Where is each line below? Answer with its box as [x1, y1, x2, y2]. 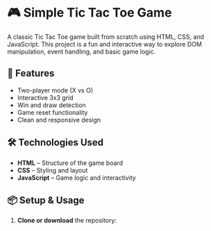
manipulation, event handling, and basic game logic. [7, 47, 156, 56]
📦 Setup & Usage [7, 194, 85, 206]
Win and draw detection [17, 101, 86, 109]
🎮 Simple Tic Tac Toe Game [7, 5, 172, 21]
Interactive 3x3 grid [17, 93, 74, 102]
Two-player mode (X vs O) [17, 86, 94, 94]
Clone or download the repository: [17, 216, 117, 225]
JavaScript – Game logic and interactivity [17, 173, 137, 182]
